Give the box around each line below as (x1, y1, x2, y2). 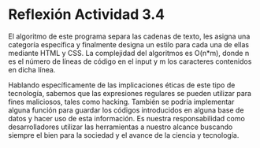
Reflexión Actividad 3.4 (8, 6, 165, 24)
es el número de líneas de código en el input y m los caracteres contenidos (8, 57, 252, 66)
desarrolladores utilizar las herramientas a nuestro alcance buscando (8, 122, 233, 131)
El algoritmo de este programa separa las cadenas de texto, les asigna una (8, 31, 251, 41)
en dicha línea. (8, 65, 56, 74)
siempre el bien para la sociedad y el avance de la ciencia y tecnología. (8, 130, 240, 139)
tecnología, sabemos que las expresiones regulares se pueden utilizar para (8, 88, 252, 98)
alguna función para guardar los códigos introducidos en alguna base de (8, 105, 244, 115)
